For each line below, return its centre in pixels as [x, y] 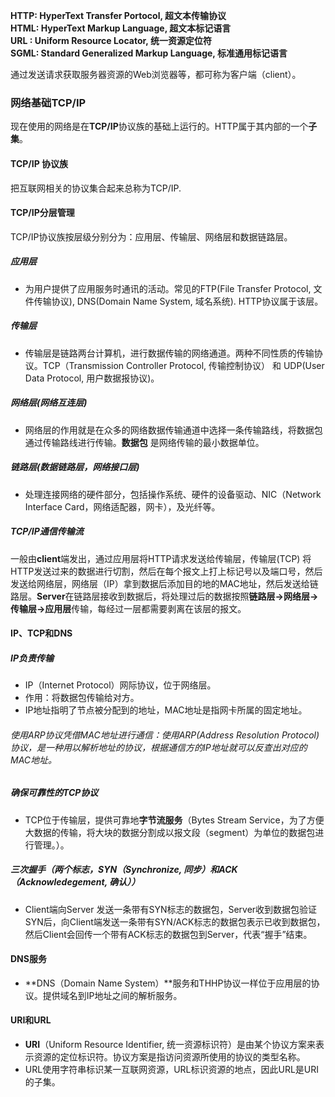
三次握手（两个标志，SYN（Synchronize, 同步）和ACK [124, 870]
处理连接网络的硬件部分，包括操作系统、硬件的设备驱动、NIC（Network [173, 494]
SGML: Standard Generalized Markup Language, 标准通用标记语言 [149, 53]
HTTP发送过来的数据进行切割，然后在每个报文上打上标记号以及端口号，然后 [166, 571]
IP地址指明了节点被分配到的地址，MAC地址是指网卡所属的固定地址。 [166, 710]
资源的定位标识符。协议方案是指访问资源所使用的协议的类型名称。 [169, 1057]
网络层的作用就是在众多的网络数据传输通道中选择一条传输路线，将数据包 [173, 430]
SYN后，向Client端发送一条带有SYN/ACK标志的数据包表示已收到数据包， [175, 921]
